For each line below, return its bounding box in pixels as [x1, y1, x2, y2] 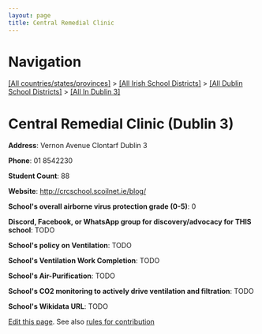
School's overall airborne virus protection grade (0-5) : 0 [8, 202, 196, 211]
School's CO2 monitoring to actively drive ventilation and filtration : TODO [8, 287, 254, 296]
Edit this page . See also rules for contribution [8, 317, 155, 327]
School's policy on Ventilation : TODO [8, 241, 133, 250]
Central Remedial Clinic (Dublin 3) [8, 115, 234, 132]
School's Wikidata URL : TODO [8, 302, 109, 311]
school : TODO [8, 225, 55, 235]
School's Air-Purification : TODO [8, 271, 116, 280]
